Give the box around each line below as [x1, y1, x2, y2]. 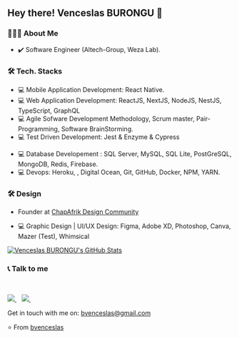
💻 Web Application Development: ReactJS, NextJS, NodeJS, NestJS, [17, 96, 222, 104]
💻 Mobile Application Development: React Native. [17, 85, 165, 93]
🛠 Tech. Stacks [7, 66, 63, 76]
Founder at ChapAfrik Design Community [17, 208, 139, 216]
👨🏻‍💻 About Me [7, 29, 59, 39]
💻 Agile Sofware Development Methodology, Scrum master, [17, 114, 195, 123]
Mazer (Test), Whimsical [17, 232, 90, 241]
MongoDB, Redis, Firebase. [17, 160, 98, 168]
